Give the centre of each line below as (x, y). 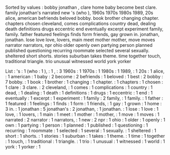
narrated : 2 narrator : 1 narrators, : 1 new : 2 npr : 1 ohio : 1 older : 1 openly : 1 (85, 120)
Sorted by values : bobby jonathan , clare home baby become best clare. (81, 7)
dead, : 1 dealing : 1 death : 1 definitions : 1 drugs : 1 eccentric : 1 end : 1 (79, 93)
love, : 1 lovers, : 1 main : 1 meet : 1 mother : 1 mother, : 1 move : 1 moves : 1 (82, 114)
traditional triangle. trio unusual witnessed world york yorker (68, 61)
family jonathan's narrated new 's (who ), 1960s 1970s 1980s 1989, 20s (79, 13)
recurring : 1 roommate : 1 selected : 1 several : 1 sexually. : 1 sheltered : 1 (81, 131)
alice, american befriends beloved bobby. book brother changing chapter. (82, 18)
